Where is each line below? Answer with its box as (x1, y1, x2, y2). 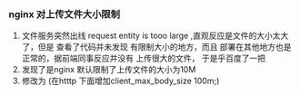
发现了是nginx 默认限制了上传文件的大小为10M (21, 64, 196, 75)
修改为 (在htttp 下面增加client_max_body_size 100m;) (21, 75, 220, 87)
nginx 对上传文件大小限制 (8, 7, 120, 20)
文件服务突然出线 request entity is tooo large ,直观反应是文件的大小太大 (21, 30, 289, 42)
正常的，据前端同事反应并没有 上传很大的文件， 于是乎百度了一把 (21, 52, 266, 64)
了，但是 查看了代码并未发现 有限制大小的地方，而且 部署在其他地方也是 (21, 42, 292, 52)
